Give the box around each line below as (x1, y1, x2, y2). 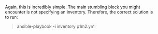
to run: (5, 14, 18, 20)
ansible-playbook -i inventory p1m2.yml (16, 23, 96, 29)
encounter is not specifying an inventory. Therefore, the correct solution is (5, 9, 153, 15)
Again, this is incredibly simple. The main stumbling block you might (5, 4, 140, 10)
